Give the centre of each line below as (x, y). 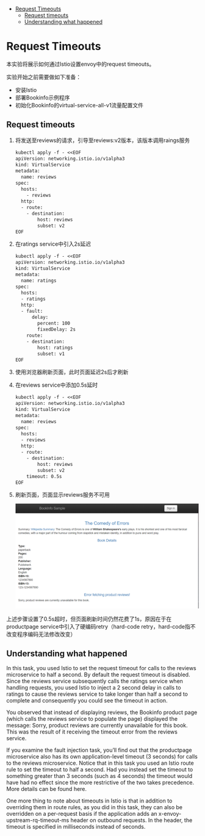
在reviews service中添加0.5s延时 (56, 385)
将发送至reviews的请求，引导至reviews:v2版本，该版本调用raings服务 (103, 140)
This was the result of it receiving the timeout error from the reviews (92, 732)
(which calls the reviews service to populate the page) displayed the (92, 719)
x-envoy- (170, 814)
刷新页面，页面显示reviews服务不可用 (62, 495)
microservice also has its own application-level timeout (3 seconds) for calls (102, 757)
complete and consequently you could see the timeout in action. (87, 701)
